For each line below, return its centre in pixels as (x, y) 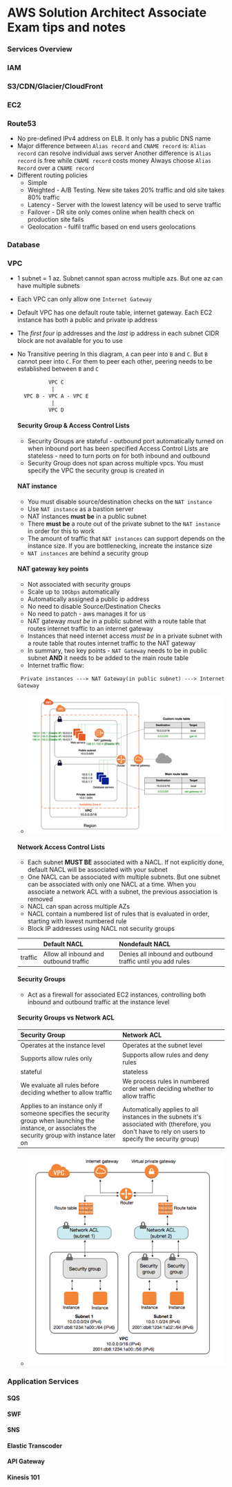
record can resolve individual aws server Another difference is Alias (114, 153)
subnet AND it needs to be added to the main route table (108, 658)
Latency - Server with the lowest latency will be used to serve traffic (124, 205)
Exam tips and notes (67, 27)
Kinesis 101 (23, 1477)
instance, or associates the (58, 1128)
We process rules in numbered (165, 1081)
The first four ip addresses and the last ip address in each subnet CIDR (118, 333)
